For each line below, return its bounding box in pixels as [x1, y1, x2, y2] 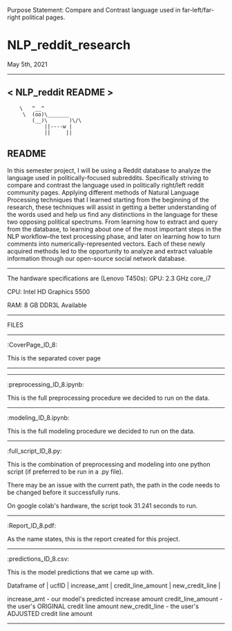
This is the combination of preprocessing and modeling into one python [7, 460, 211, 468]
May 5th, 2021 [7, 60, 48, 68]
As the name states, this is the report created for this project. [7, 534, 181, 543]
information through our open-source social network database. [7, 254, 186, 262]
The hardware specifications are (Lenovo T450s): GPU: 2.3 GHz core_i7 [7, 274, 211, 282]
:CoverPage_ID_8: [7, 340, 57, 349]
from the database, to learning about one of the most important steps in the [7, 224, 222, 233]
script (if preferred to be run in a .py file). [7, 467, 124, 476]
